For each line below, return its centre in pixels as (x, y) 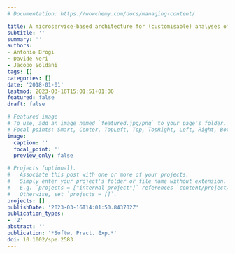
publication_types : (36, 214)
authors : (20, 46)
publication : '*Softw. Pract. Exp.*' (62, 233)
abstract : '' (26, 227)
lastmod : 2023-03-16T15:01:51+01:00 (60, 91)
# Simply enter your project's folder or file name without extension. (117, 181)
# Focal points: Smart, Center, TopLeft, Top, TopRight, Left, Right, (112, 130)
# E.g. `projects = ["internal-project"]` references (90, 188)
